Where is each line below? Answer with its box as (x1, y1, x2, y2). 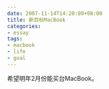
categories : (7, 23, 41, 29)
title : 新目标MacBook (7, 16, 66, 23)
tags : (7, 36, 23, 42)
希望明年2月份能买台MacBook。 (7, 74, 98, 82)
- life (7, 49, 26, 55)
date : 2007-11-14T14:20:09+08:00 (7, 10, 103, 17)
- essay (7, 29, 29, 36)
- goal (7, 55, 26, 62)
